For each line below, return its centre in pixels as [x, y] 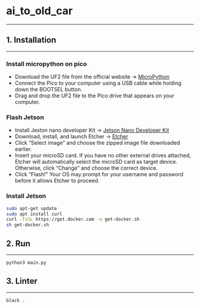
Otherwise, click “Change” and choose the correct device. [86, 168]
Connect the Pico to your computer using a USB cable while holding [98, 83]
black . [16, 300]
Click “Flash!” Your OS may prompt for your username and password [99, 174]
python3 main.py [26, 262]
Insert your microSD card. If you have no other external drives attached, [103, 155]
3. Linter [22, 281]
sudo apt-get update [32, 208]
